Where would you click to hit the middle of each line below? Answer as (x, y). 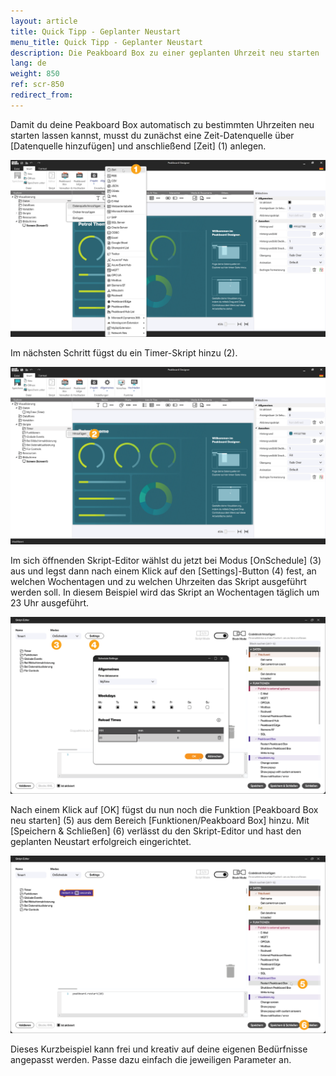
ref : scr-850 (37, 85)
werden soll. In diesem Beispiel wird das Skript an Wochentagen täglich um (165, 592)
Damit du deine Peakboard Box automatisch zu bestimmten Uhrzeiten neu (162, 124)
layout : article (44, 21)
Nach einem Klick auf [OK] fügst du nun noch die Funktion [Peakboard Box (164, 810)
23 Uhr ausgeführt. (50, 602)
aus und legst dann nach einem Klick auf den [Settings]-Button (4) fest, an (163, 571)
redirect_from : (42, 95)
